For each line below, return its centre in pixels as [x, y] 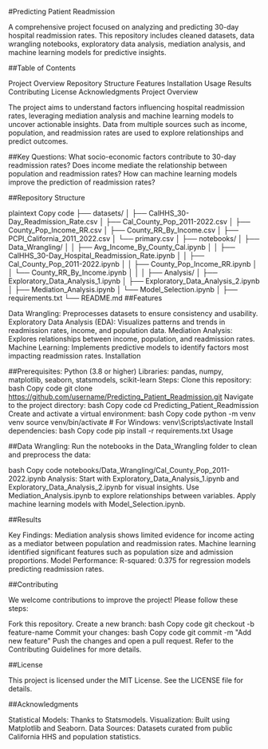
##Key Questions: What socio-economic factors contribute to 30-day [122, 157]
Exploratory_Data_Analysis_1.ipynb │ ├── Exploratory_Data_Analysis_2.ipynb [134, 281]
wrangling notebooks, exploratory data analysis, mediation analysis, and [127, 44]
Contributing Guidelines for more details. [75, 649]
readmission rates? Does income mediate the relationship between [118, 165]
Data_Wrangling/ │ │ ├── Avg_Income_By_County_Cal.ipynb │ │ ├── [122, 247]
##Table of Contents [42, 68]
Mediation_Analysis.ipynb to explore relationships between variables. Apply [132, 495]
